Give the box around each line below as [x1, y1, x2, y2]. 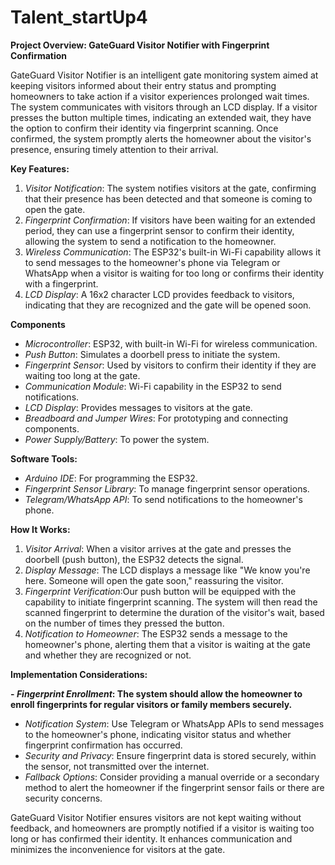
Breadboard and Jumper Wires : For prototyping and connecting [24, 412, 289, 424]
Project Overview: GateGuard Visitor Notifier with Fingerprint [10, 39, 270, 51]
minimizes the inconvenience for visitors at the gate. [10, 843, 226, 855]
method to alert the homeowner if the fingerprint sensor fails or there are [24, 781, 325, 793]
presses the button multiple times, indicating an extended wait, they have [10, 111, 312, 123]
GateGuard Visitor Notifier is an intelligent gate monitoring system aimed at [10, 69, 319, 81]
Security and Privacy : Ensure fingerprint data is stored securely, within [24, 749, 317, 761]
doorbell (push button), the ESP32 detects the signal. [24, 553, 244, 565]
